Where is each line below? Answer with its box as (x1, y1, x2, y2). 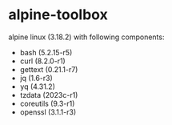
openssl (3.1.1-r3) (19, 107, 77, 117)
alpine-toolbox (8, 6, 108, 24)
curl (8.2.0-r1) (19, 56, 66, 66)
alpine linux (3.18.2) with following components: (8, 32, 165, 42)
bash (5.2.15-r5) (19, 47, 73, 57)
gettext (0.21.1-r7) (19, 64, 78, 74)
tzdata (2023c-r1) (19, 90, 78, 99)
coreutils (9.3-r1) (19, 99, 75, 108)
